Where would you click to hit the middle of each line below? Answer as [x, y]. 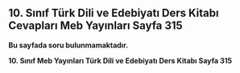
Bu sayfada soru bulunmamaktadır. [68, 45]
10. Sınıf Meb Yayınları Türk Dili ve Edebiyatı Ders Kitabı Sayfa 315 [120, 60]
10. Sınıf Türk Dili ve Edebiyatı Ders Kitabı [114, 13]
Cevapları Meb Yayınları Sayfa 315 [95, 26]
